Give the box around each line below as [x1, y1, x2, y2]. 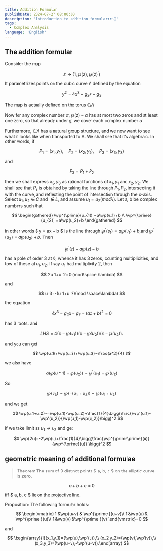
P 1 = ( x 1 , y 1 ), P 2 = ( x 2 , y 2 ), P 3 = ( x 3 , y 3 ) [39, 148, 124, 155]
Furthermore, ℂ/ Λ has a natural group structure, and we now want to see [5, 128, 150, 134]
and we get [5, 401, 28, 407]
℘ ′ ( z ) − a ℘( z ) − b [65, 245, 99, 252]
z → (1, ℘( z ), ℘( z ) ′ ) [63, 70, 101, 77]
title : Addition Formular [5, 7, 57, 12]
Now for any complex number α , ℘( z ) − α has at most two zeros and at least [5, 112, 158, 118]
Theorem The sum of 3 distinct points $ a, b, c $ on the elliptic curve [17, 468, 155, 473]
